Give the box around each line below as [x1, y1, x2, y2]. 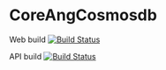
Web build [9, 34, 46, 45]
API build [9, 51, 42, 61]
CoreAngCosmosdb [9, 5, 157, 25]
